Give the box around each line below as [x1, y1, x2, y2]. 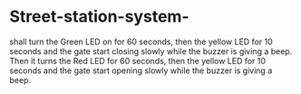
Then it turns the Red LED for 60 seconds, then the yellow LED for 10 [9, 55, 266, 66]
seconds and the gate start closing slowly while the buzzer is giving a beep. [9, 45, 293, 56]
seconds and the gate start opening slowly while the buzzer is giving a [9, 65, 273, 76]
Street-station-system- [9, 6, 189, 27]
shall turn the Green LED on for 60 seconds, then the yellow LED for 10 [9, 36, 274, 47]
